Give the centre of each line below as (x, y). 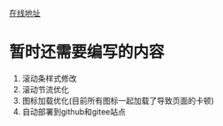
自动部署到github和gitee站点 (74, 111)
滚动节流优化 (45, 89)
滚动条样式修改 (49, 78)
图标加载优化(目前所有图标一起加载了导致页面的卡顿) (118, 100)
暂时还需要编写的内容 (87, 52)
